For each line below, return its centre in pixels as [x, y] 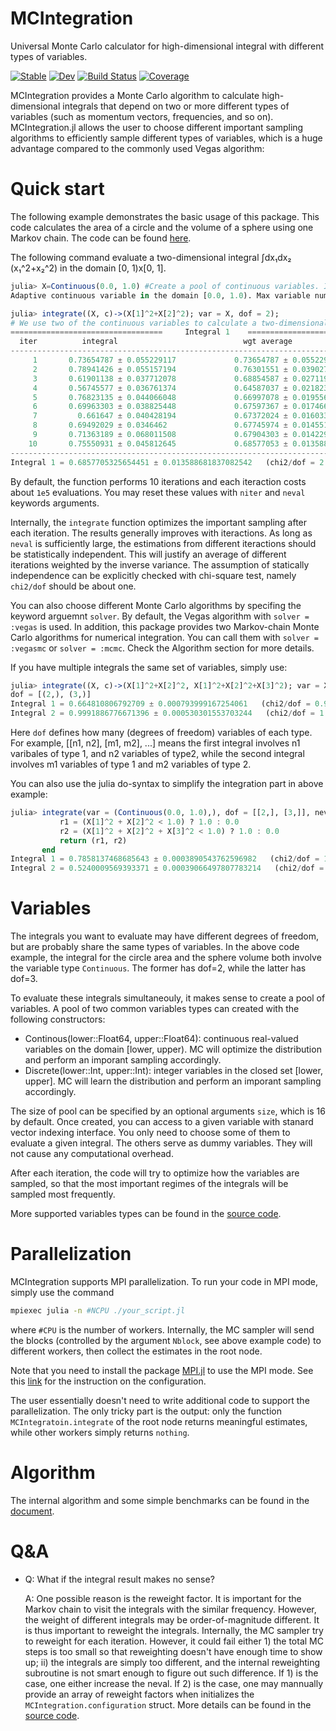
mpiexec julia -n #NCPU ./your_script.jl [98, 1311]
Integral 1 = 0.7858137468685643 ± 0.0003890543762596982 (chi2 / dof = [165, 859]
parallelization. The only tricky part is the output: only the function [146, 1411]
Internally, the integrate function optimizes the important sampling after [159, 522]
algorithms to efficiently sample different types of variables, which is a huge [166, 138]
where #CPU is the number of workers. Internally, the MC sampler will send [162, 1329]
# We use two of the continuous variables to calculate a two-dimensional [169, 323]
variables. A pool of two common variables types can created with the [155, 1009]
